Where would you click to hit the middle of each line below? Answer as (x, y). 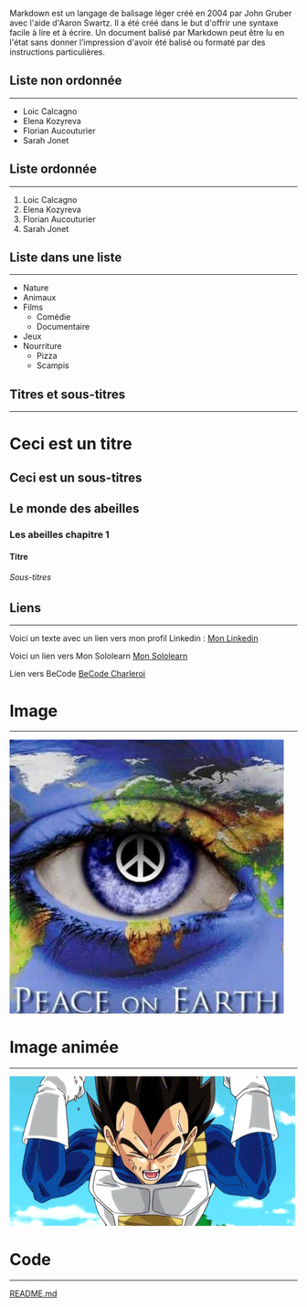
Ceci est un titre (71, 444)
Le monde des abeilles (74, 509)
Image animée (64, 1047)
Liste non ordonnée (66, 81)
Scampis (53, 365)
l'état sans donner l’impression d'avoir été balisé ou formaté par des (138, 42)
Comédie (53, 317)
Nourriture (42, 346)
